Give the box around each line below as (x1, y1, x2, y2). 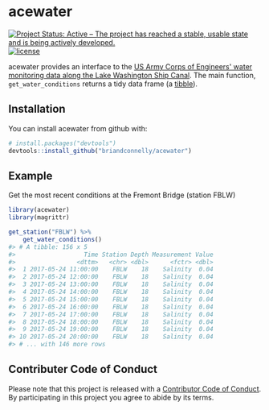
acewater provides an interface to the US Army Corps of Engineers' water (8, 61, 253, 71)
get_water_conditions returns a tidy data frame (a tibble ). (8, 79, 198, 89)
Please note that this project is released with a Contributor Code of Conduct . (8, 383, 262, 393)
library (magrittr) (8, 213, 70, 222)
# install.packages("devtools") (8, 139, 116, 147)
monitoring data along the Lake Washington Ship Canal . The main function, (8, 70, 256, 80)
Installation (8, 102, 66, 116)
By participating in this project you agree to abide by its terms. (8, 392, 214, 402)
